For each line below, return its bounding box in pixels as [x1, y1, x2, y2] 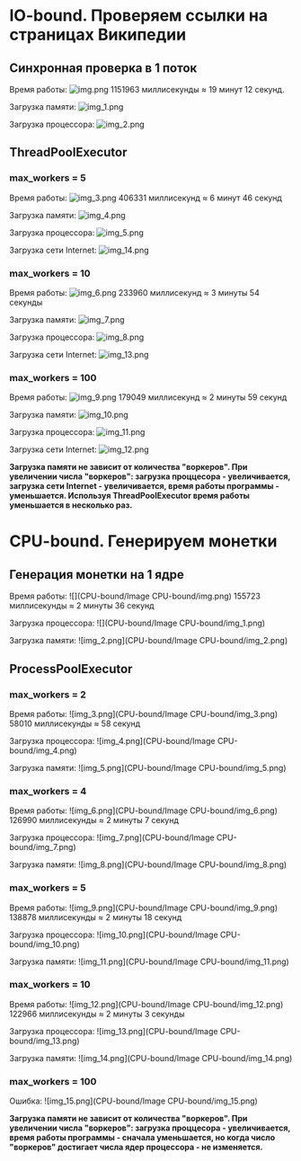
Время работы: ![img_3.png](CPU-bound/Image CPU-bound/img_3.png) [9, 708, 279, 719]
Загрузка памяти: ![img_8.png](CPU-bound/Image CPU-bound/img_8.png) [9, 859, 288, 870]
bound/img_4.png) [9, 745, 78, 756]
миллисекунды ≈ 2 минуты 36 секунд [9, 600, 155, 611]
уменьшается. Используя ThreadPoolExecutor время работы [9, 491, 250, 501]
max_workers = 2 [9, 688, 87, 701]
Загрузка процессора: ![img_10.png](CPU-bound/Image [9, 929, 218, 940]
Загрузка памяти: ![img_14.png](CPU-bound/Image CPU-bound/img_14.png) [9, 1052, 293, 1063]
